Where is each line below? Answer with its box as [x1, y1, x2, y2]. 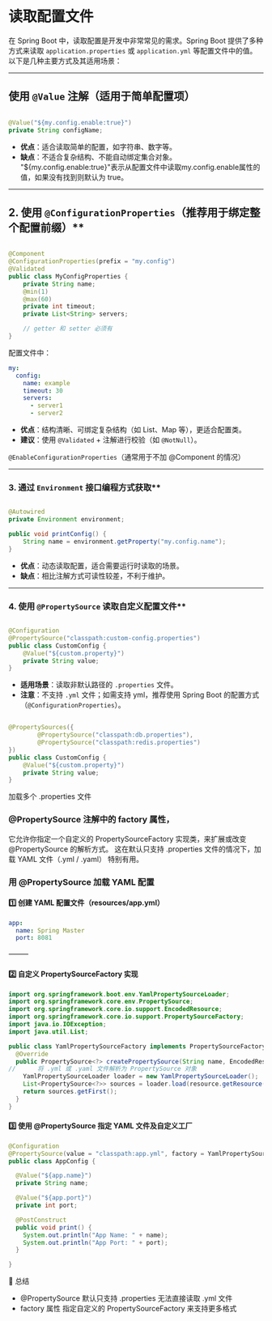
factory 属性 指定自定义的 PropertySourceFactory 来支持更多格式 [19, 1304, 237, 1314]
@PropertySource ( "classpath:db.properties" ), [37, 731, 194, 739]
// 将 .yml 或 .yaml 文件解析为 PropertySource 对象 [8, 1065, 197, 1073]
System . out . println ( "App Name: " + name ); [23, 1231, 168, 1239]
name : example [23, 379, 70, 387]
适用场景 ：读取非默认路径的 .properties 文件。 [19, 680, 178, 690]
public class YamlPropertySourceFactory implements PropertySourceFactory [8, 1042, 266, 1051]
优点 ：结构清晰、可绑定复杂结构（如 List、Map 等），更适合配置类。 [19, 425, 247, 435]
